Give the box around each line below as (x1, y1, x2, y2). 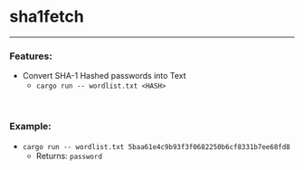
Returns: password (35, 150, 102, 161)
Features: (9, 50, 52, 62)
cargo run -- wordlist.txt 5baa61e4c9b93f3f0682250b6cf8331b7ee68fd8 (22, 142, 291, 151)
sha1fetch (9, 6, 84, 27)
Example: (9, 120, 52, 133)
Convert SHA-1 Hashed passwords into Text (22, 71, 187, 81)
